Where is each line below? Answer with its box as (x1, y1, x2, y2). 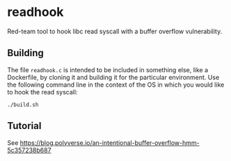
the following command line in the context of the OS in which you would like (7, 80, 225, 89)
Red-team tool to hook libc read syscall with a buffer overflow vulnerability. (7, 27, 223, 35)
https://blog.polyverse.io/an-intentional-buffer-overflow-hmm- (19, 138, 200, 146)
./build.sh (7, 101, 39, 108)
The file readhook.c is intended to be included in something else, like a (7, 65, 209, 74)
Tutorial (7, 120, 42, 132)
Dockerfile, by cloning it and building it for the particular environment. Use (7, 73, 220, 81)
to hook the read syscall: (7, 87, 78, 96)
